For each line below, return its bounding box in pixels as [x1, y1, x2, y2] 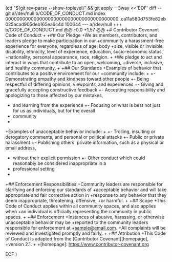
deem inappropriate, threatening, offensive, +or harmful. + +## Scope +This [5, 198, 166, 203]
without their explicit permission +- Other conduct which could [12, 155, 145, 161]
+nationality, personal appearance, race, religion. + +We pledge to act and [5, 54, 162, 60]
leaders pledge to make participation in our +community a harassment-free [5, 38, 164, 44]
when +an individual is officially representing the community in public [5, 209, 152, 214]
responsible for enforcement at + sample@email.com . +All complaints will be [5, 225, 166, 231]
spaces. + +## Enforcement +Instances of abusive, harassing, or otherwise [5, 214, 165, 220]
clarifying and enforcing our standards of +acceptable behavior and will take [5, 186, 167, 193]
